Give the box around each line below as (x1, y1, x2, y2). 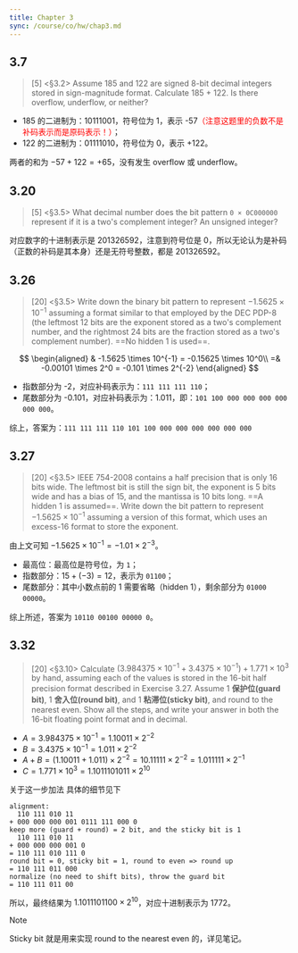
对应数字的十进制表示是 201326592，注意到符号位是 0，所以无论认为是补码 (9, 235, 287, 246)
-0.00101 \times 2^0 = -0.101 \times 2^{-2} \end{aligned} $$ (40, 363, 260, 373)
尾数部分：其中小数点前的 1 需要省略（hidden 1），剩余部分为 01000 (21, 581, 267, 592)
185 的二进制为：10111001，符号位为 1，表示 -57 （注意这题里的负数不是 (21, 115, 284, 126)
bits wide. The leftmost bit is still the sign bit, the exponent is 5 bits (30, 481, 277, 492)
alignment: (9, 801, 50, 811)
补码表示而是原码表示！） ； (21, 127, 120, 138)
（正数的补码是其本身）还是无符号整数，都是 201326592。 (9, 247, 226, 257)
